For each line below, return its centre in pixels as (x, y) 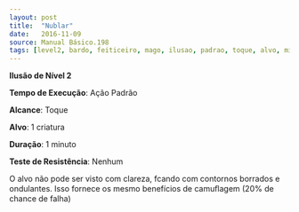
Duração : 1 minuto (43, 145)
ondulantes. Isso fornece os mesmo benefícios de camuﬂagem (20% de (141, 189)
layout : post (33, 17)
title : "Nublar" (41, 26)
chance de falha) (40, 199)
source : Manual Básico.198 (59, 42)
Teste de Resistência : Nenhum (66, 161)
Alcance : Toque (39, 110)
